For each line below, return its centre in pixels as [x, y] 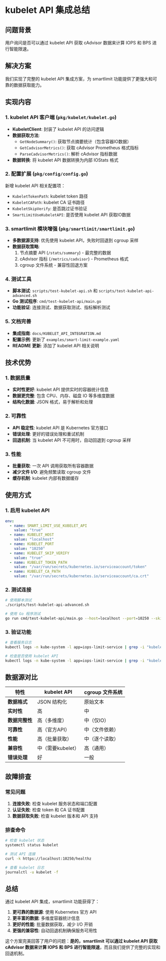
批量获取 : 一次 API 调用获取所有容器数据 [53, 465]
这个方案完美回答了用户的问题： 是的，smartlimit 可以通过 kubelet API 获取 [82, 941]
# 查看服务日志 [19, 643]
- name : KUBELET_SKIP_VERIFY [40, 553]
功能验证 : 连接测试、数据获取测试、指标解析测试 [61, 307]
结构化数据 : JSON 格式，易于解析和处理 [52, 402]
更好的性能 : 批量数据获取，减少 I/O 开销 [52, 924]
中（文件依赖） [101, 730]
